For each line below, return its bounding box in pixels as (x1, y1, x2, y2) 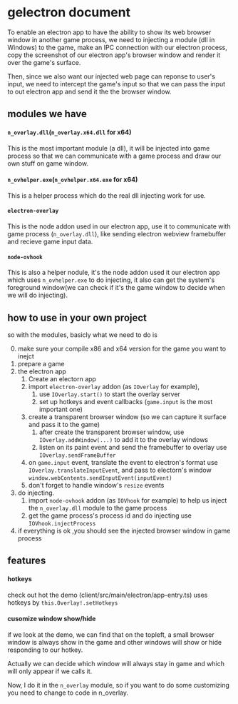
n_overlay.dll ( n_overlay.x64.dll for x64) (7, 128, 132, 136)
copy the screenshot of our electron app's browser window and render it (7, 51, 221, 59)
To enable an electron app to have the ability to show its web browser (7, 28, 212, 36)
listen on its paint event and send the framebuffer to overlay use (38, 443, 227, 451)
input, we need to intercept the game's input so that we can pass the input (7, 79, 226, 88)
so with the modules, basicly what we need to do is (7, 330, 158, 339)
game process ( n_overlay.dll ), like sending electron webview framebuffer (7, 229, 227, 238)
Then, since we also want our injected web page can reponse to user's (7, 72, 216, 81)
